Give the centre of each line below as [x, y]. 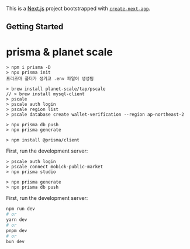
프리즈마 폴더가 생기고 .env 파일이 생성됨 [50, 79]
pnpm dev [17, 230]
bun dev [15, 241]
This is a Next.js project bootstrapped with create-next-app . [78, 8]
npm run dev [20, 209]
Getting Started [35, 27]
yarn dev [17, 220]
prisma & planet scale [59, 52]
